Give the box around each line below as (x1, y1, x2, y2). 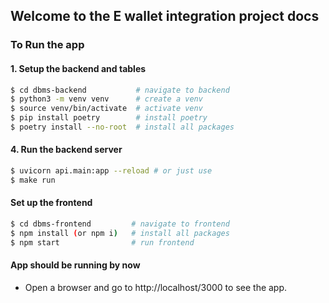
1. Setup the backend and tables (10, 62, 147, 74)
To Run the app (10, 38, 85, 52)
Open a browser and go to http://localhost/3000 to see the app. (24, 281, 288, 293)
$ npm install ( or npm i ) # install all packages (10, 228, 230, 238)
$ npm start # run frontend (10, 237, 195, 248)
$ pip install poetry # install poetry (10, 113, 208, 123)
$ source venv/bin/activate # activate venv (10, 104, 203, 114)
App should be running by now (10, 259, 141, 271)
